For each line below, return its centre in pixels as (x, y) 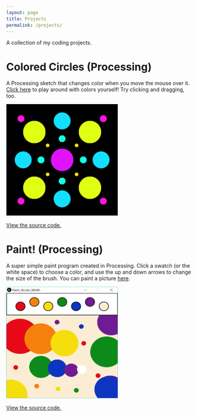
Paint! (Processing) (54, 249)
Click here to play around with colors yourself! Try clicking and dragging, (95, 90)
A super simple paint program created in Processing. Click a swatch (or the (98, 266)
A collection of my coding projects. (49, 43)
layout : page (22, 12)
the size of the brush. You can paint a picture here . (68, 278)
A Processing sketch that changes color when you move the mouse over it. (98, 83)
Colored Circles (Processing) (79, 67)
